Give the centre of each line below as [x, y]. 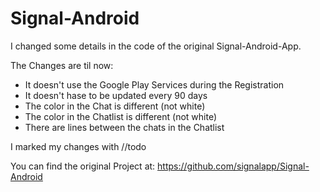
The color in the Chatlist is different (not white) [120, 116]
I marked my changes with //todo [78, 146]
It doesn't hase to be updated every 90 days [116, 95]
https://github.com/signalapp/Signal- [233, 166]
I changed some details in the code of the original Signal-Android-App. [156, 46]
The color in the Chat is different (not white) [115, 106]
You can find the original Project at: [83, 166]
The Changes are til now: [62, 65]
